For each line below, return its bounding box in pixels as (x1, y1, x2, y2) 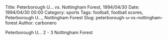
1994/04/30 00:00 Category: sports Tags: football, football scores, (5, 9, 143, 15)
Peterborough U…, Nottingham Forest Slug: (5, 15, 95, 20)
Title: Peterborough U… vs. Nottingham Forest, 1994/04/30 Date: (5, 4, 140, 10)
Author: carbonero (18, 20, 57, 26)
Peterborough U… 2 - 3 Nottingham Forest (5, 30, 93, 35)
